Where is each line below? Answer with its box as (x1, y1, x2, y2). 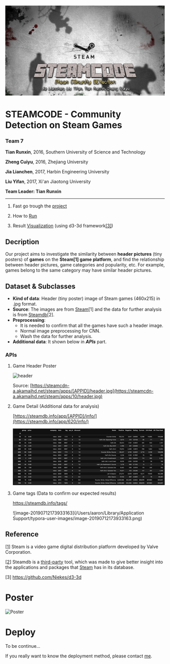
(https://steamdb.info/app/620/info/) (12, 418, 89, 425)
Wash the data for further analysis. (20, 334, 93, 340)
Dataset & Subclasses (5, 282, 76, 290)
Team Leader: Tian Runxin (5, 189, 62, 195)
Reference (5, 530, 39, 539)
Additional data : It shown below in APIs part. (12, 339, 107, 345)
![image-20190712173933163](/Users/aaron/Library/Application (12, 509, 144, 516)
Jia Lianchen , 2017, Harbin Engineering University (5, 169, 110, 175)
